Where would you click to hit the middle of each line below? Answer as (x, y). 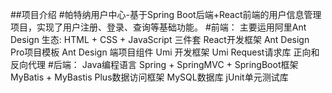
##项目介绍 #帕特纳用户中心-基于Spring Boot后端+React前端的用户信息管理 (166, 14)
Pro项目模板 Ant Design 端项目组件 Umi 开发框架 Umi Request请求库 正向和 (165, 52)
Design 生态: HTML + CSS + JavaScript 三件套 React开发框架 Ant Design (160, 39)
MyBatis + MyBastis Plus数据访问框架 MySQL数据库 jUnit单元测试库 (149, 77)
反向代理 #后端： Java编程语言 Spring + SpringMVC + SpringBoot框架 (154, 64)
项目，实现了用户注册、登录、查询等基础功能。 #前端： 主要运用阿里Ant (158, 27)
